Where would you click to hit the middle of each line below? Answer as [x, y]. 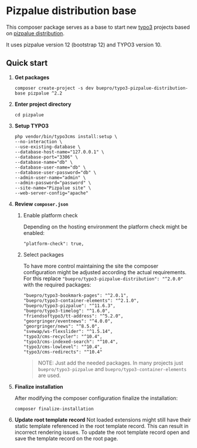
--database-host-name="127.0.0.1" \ [59, 152]
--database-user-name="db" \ [50, 167]
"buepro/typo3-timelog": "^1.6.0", [67, 311]
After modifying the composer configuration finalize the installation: [96, 398]
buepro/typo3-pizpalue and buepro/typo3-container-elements [112, 369]
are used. [49, 375]
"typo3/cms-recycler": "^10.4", [63, 336]
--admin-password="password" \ [53, 183]
